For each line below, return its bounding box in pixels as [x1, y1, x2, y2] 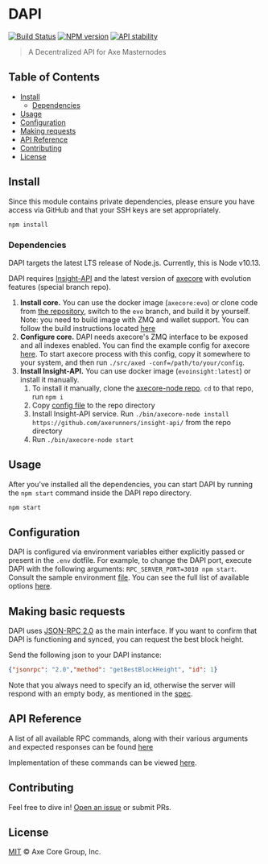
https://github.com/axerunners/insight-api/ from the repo [31, 417, 232, 427]
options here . [8, 581, 52, 591]
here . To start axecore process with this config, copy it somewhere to [19, 349, 251, 358]
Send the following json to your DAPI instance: [8, 650, 163, 660]
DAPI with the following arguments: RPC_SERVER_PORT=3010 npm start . [8, 564, 237, 574]
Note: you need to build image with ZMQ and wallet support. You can [19, 315, 249, 325]
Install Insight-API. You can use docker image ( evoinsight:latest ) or [19, 366, 251, 375]
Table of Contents [8, 70, 101, 85]
